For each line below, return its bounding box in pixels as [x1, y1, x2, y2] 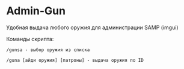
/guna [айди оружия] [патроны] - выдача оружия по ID [6, 57, 144, 63]
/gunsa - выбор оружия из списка [6, 46, 90, 53]
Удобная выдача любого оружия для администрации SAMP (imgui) [6, 24, 179, 31]
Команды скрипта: [6, 35, 54, 42]
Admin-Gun [6, 4, 66, 18]
